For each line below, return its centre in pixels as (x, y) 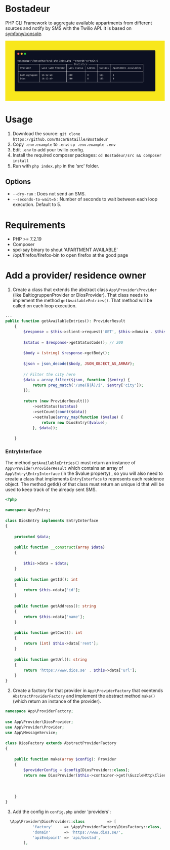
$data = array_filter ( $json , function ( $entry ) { (77, 380)
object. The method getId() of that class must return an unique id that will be (85, 484)
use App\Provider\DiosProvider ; (39, 722)
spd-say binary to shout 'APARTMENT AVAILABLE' (65, 250)
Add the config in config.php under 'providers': (62, 812)
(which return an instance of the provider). (57, 701)
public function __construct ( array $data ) (60, 547)
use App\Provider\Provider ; (35, 727)
